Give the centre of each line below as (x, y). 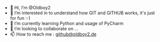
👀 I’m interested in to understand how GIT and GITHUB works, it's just (82, 13)
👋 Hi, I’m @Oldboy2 (30, 8)
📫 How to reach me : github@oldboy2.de (53, 34)
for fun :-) (20, 18)
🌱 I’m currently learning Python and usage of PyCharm (67, 23)
